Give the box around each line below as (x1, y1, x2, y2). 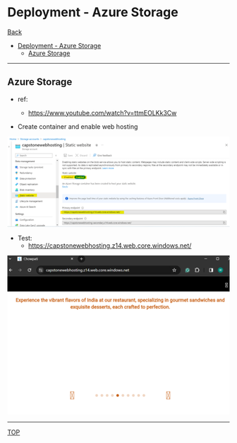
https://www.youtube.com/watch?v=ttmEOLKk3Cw (28, 108, 177, 117)
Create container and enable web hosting (17, 122, 138, 131)
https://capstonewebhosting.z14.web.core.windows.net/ (28, 241, 192, 250)
